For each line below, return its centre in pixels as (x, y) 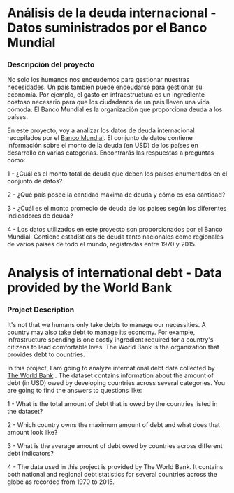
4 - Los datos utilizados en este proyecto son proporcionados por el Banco (115, 230)
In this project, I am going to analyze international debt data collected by (111, 368)
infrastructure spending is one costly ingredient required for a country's (110, 339)
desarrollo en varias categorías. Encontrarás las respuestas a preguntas (111, 153)
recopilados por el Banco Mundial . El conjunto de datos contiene (100, 138)
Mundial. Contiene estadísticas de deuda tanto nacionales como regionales (115, 237)
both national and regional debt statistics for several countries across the (112, 474)
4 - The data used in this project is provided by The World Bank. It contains (115, 466)
